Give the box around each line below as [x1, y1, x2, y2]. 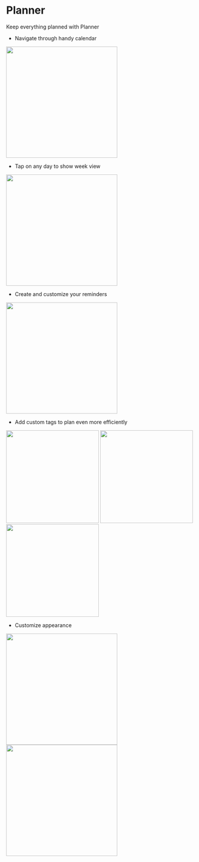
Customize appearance [14, 621, 72, 629]
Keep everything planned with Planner [6, 23, 99, 30]
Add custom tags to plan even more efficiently [14, 418, 128, 425]
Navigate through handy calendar [14, 34, 97, 42]
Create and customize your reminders [14, 290, 108, 297]
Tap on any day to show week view [14, 163, 101, 170]
